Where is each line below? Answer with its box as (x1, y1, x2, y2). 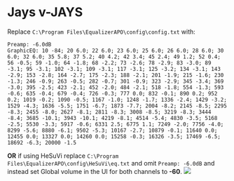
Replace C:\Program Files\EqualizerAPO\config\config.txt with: (7, 27, 196, 36)
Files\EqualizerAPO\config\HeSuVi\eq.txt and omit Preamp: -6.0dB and (7, 159, 215, 167)
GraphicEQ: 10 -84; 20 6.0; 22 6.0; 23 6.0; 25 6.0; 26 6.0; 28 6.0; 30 (7, 47, 224, 54)
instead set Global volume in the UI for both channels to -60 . (7, 167, 182, 175)
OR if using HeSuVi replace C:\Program (7, 152, 119, 160)
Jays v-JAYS (7, 4, 83, 20)
